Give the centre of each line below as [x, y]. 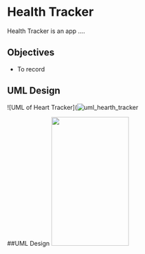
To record [31, 69]
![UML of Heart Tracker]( [42, 107]
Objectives [31, 53]
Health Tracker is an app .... [46, 31]
